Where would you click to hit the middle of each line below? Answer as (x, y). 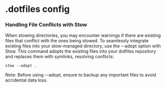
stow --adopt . (21, 66)
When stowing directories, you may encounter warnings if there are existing (83, 35)
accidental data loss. (26, 80)
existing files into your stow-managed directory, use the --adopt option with (83, 46)
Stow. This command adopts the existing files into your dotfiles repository (81, 51)
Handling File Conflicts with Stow (46, 25)
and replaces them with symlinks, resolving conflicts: (60, 57)
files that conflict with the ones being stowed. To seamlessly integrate (77, 41)
